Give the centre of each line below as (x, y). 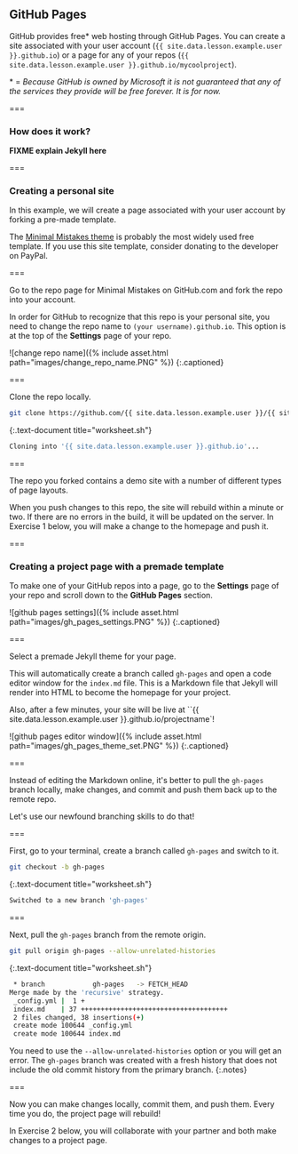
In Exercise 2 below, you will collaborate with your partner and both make (143, 1131)
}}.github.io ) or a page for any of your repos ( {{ (99, 55)
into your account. (43, 300)
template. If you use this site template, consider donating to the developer (144, 246)
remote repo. (33, 799)
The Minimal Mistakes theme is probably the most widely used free (132, 237)
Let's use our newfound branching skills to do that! (102, 816)
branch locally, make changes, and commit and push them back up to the (143, 789)
